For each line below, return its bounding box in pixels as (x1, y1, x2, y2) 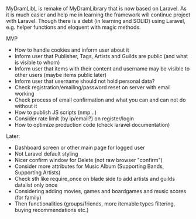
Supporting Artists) (14, 169, 61, 176)
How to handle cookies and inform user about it (14, 46, 130, 53)
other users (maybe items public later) (14, 72, 107, 78)
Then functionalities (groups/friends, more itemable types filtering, (14, 200, 176, 207)
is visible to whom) (14, 59, 60, 66)
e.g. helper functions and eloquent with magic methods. (6, 23, 141, 31)
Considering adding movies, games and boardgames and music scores (14, 188, 187, 194)
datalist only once (14, 181, 58, 188)
